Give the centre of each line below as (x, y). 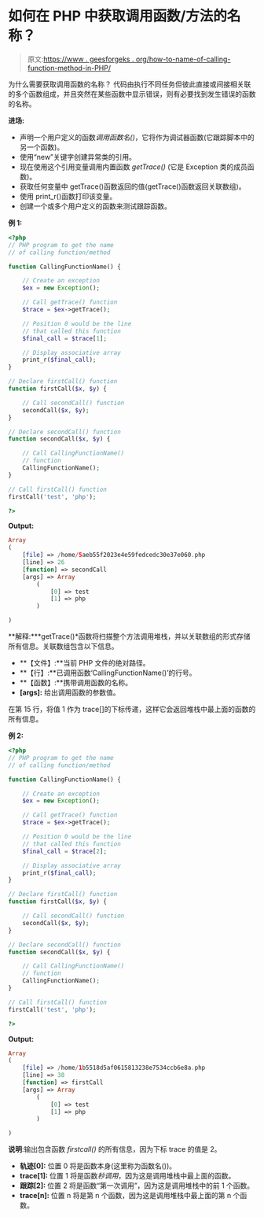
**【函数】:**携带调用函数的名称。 (75, 683)
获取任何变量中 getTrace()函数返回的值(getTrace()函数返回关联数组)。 (132, 186)
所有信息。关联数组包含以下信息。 (63, 647)
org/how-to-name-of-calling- (183, 59)
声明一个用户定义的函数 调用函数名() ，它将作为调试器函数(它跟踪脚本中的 (137, 137)
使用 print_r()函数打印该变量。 (68, 196)
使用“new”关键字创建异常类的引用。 (77, 157)
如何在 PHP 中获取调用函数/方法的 (118, 16)
